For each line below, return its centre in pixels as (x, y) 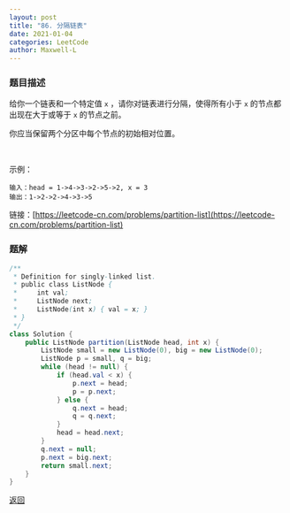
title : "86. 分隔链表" (48, 26)
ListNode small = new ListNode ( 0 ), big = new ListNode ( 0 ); (152, 350)
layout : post (33, 17)
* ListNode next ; (53, 302)
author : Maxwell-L (43, 50)
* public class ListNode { (63, 285)
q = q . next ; (94, 417)
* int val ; (41, 293)
